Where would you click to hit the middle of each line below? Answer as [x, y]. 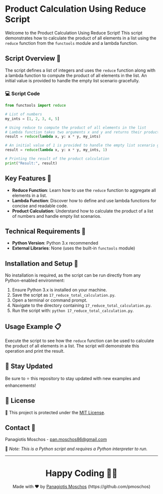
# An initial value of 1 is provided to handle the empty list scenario [80, 145]
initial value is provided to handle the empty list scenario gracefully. [72, 80]
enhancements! [21, 385]
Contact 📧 [20, 428]
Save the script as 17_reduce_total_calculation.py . [64, 295]
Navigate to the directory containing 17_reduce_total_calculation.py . [82, 305]
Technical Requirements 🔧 [45, 231]
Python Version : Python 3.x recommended [55, 243]
